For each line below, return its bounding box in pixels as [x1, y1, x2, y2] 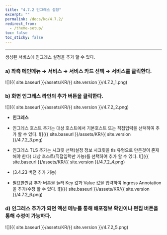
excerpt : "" [5, 12, 30, 17]
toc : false [5, 30, 28, 35]
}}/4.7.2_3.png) [12, 137, 43, 143]
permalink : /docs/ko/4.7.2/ [5, 16, 64, 21]
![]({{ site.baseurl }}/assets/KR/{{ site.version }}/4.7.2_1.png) [5, 79, 128, 85]
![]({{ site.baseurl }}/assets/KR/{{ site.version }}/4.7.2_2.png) [5, 104, 129, 110]
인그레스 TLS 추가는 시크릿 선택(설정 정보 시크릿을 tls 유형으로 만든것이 [12, 147, 151, 153]
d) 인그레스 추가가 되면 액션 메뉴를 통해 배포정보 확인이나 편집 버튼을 [5, 205, 158, 212]
